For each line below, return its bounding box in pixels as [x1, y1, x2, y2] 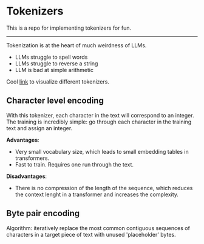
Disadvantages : [6, 173, 47, 180]
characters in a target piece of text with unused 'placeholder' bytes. [6, 231, 176, 238]
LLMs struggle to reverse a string [15, 59, 98, 67]
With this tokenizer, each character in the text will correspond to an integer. [6, 111, 194, 119]
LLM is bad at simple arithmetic [15, 66, 94, 73]
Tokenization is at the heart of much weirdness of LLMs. [6, 41, 147, 49]
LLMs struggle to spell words [15, 53, 88, 61]
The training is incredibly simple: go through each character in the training [6, 118, 192, 125]
